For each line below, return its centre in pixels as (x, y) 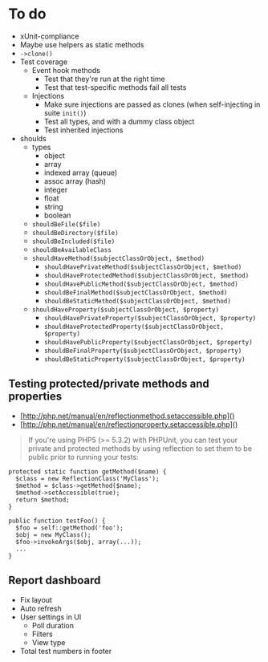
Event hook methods (66, 70)
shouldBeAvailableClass (72, 250)
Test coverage (44, 62)
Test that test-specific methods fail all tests (115, 87)
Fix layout (36, 599)
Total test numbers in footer (66, 651)
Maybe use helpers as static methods (82, 44)
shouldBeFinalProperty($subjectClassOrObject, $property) (143, 351)
